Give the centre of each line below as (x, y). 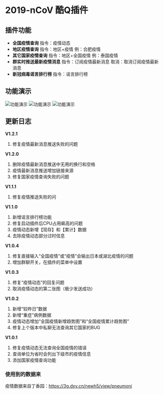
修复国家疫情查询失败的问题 (41, 177)
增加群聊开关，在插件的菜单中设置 (47, 262)
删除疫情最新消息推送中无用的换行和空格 (54, 164)
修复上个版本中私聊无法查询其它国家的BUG (56, 327)
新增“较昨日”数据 (30, 308)
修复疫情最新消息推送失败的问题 (45, 144)
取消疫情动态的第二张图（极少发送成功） (54, 289)
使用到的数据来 (23, 374)
